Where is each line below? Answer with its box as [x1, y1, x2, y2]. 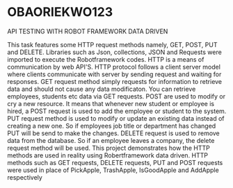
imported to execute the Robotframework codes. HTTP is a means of [7, 55, 204, 63]
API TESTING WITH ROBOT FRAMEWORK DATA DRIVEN [7, 27, 168, 35]
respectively [7, 173, 43, 181]
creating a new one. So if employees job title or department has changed [7, 121, 216, 130]
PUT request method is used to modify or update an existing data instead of [7, 114, 225, 122]
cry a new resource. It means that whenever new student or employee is [7, 99, 214, 108]
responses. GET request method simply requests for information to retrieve [7, 77, 223, 85]
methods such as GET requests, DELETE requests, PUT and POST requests [7, 158, 223, 166]
